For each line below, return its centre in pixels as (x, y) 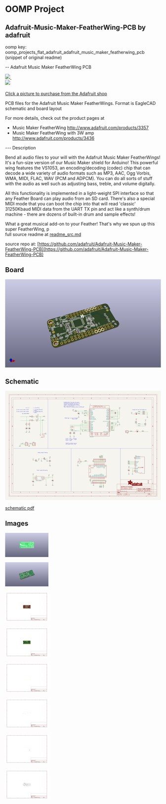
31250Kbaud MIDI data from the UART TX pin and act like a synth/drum (78, 209)
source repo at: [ (22, 244)
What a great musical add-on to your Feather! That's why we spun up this (80, 224)
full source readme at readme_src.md (43, 234)
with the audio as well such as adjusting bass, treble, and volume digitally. (80, 184)
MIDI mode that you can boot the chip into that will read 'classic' (70, 204)
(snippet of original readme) (34, 57)
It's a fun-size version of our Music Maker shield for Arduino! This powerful (82, 163)
